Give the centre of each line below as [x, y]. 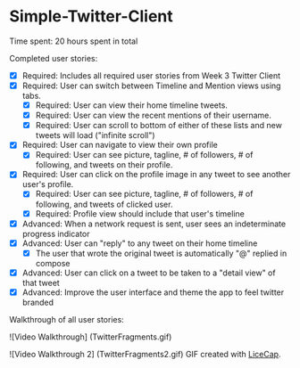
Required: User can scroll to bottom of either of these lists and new [159, 126]
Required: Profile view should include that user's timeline [140, 213]
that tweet [41, 282]
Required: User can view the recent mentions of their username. [154, 115]
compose [53, 263]
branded [38, 302]
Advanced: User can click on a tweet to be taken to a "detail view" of [149, 273]
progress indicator [56, 233]
